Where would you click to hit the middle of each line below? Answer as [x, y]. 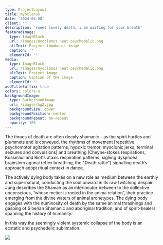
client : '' [16, 23]
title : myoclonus [23, 14]
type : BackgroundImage [32, 100]
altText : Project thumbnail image [44, 46]
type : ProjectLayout [26, 9]
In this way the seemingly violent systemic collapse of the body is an [74, 223]
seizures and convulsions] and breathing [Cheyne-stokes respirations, [75, 152]
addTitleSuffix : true [27, 86]
